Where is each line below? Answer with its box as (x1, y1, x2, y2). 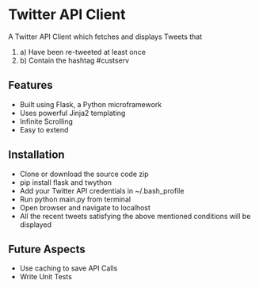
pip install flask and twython (19, 177, 112, 187)
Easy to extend (19, 125, 69, 134)
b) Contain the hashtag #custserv (19, 56, 129, 65)
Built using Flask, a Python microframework (19, 99, 162, 109)
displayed (19, 220, 52, 229)
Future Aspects (8, 242, 86, 255)
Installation (8, 148, 65, 162)
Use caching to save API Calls (19, 263, 118, 273)
